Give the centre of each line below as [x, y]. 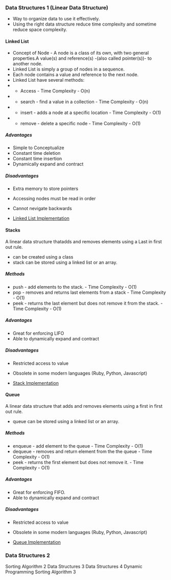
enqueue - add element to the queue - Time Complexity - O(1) [78, 446]
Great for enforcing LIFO [38, 333]
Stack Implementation [35, 383]
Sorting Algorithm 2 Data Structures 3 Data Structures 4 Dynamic [74, 566]
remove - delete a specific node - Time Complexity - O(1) [80, 123]
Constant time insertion [37, 159]
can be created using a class [43, 257]
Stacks [13, 230]
